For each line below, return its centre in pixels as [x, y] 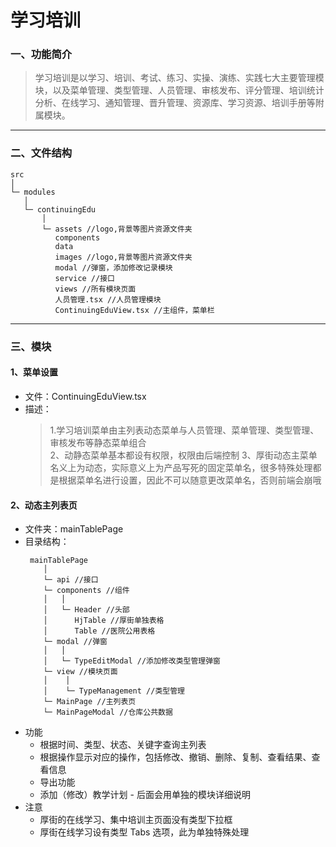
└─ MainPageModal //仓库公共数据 [108, 712]
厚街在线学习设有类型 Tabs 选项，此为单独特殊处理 [144, 832]
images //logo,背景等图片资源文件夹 [123, 257]
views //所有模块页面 [95, 289]
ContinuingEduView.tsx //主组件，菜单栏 [134, 310]
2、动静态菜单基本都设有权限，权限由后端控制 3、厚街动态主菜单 [183, 455]
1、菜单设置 [34, 372]
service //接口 [84, 278]
